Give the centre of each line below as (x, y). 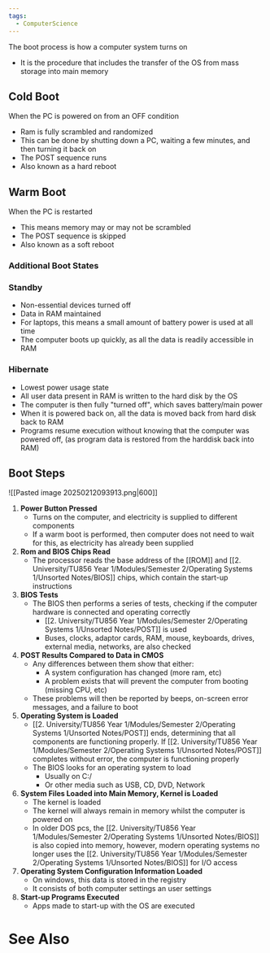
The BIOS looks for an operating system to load (111, 768)
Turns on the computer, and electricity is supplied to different (135, 517)
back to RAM (42, 422)
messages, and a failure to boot (85, 707)
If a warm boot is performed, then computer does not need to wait (143, 534)
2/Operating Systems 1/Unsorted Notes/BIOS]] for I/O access (135, 863)
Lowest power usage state (65, 387)
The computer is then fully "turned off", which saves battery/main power (141, 404)
